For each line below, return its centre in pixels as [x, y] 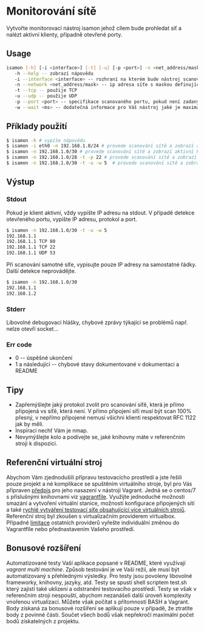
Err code [19, 344]
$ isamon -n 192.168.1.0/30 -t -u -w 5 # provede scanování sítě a [95, 163]
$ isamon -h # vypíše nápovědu [46, 140]
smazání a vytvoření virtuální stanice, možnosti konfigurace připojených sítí [100, 503]
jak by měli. [29, 424]
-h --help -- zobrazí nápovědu [54, 73]
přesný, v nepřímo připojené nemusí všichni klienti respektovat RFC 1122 [105, 418]
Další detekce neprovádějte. [41, 271]
